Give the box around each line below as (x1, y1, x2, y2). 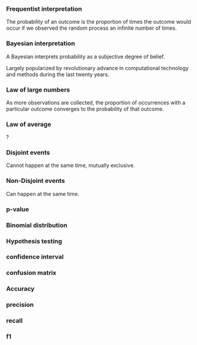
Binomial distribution (6, 221, 67, 229)
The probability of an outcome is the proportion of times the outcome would (6, 18, 191, 26)
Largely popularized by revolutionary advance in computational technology (6, 64, 189, 71)
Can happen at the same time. (6, 190, 80, 197)
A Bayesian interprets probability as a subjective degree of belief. (6, 53, 165, 60)
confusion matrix (6, 269, 57, 277)
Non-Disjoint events (6, 177, 65, 185)
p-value (6, 205, 30, 213)
